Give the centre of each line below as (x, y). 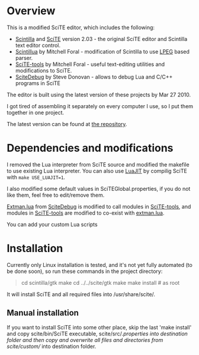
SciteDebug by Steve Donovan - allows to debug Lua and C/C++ (94, 77)
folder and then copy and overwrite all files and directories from (85, 340)
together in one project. (36, 112)
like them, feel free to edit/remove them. (56, 195)
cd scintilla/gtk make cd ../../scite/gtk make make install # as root (100, 282)
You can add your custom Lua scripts (52, 224)
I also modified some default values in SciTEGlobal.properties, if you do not (99, 189)
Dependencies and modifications (90, 148)
